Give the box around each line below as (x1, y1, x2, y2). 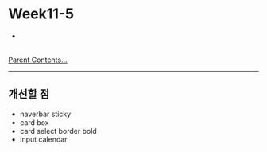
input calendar (19, 134, 68, 144)
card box (19, 117, 49, 127)
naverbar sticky (19, 109, 72, 119)
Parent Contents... (8, 55, 68, 64)
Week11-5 (8, 5, 74, 23)
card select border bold (19, 126, 97, 135)
